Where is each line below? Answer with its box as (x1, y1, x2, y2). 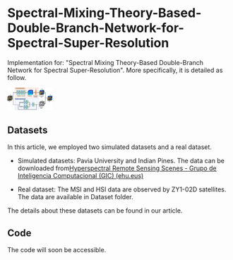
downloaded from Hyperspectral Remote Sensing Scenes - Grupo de (17, 164, 217, 172)
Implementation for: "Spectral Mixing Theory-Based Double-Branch (7, 58, 203, 66)
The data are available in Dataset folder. (17, 193, 133, 201)
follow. (7, 73, 27, 82)
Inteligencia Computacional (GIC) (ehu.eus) (17, 172, 144, 180)
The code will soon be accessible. (7, 246, 107, 254)
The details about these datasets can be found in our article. (7, 206, 183, 215)
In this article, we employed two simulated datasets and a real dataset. (7, 143, 212, 151)
